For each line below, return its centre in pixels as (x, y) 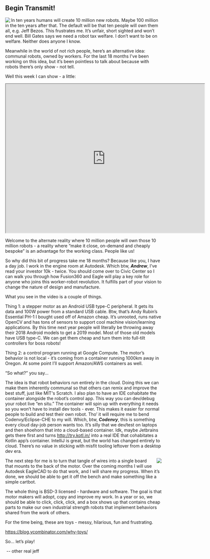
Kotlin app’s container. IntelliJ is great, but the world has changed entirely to (83, 440)
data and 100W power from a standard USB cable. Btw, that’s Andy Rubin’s (81, 311)
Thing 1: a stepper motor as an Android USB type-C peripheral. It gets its (79, 306)
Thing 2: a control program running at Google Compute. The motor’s (75, 352)
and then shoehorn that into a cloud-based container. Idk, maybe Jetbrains (82, 430)
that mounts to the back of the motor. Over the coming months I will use (79, 466)
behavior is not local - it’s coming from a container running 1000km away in (82, 358)
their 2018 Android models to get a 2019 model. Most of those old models (80, 333)
